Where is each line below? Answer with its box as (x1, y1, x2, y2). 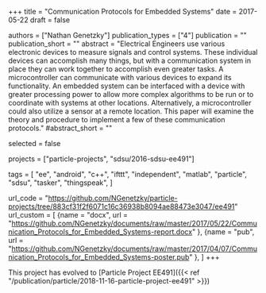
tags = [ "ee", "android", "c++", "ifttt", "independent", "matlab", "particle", (8, 170, 248, 179)
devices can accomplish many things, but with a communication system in (8, 56, 252, 65)
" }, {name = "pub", (191, 227, 255, 237)
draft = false (30, 15, 71, 25)
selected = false (8, 139, 61, 148)
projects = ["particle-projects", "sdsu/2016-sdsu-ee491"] (8, 154, 195, 164)
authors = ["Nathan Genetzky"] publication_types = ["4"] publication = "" (8, 31, 248, 40)
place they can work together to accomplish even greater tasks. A (8, 64, 224, 74)
